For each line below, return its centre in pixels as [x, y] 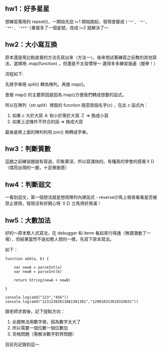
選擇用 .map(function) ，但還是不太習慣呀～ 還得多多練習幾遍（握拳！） [86, 63]
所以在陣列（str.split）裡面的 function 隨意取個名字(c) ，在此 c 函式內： [77, 105]
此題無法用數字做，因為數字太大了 [46, 322]
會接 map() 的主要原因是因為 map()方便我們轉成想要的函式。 [66, 94]
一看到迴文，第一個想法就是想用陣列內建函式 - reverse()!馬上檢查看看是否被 [81, 197]
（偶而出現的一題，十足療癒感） [37, 167]
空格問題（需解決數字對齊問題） [44, 334]
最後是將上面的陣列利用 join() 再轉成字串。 [48, 132]
